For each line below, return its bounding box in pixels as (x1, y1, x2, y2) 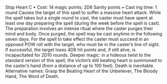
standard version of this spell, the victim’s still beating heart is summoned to (5, 57, 162, 63)
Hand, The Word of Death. (5, 73, 60, 79)
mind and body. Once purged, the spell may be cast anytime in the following (5, 31, 162, 36)
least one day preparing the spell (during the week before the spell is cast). (5, 20, 160, 26)
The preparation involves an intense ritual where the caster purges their (5, 25, 153, 31)
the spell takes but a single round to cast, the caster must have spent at (5, 15, 153, 20)
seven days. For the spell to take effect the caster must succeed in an (5, 36, 149, 42)
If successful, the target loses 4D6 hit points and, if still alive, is (5, 47, 136, 52)
